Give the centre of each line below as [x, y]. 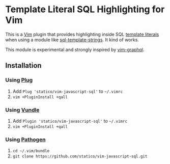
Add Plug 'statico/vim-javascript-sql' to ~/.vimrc [68, 91]
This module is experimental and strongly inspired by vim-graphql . [75, 49]
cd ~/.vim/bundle [31, 151]
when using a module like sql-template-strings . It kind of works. [72, 40]
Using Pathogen [25, 140]
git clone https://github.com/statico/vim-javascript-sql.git [80, 156]
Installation [23, 65]
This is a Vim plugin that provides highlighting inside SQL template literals [82, 34]
